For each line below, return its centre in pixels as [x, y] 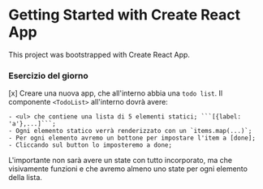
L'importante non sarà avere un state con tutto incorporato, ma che [121, 161]
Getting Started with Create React [125, 15]
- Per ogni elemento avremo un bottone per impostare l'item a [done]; [132, 138]
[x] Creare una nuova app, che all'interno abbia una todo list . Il [116, 93]
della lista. [26, 178]
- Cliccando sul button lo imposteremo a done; [91, 145]
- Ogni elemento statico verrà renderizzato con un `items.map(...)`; [130, 131]
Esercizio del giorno [49, 75]
